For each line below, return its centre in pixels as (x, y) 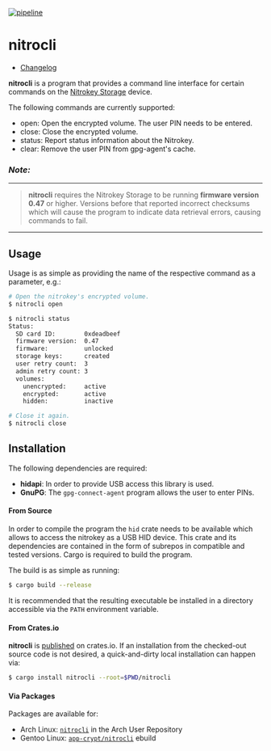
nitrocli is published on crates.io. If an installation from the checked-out (127, 646)
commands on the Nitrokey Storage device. (81, 91)
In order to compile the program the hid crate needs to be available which (131, 529)
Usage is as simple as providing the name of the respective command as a (132, 273)
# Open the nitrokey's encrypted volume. (79, 297)
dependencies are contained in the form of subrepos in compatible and (127, 546)
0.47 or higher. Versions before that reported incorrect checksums (139, 204)
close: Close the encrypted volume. (79, 131)
